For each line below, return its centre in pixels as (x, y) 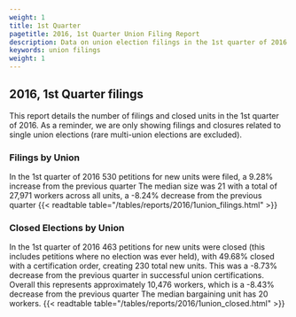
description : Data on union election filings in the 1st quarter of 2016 (148, 42)
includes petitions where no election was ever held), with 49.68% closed (142, 257)
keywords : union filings (55, 50)
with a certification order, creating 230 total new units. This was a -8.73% (143, 266)
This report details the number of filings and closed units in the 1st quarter (144, 115)
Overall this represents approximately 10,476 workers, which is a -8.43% (142, 285)
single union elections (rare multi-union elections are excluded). (125, 135)
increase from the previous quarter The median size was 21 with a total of (143, 186)
